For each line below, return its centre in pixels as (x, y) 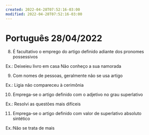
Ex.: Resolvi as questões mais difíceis (43, 104)
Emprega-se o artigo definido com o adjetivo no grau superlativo (78, 95)
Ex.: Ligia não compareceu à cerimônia (45, 85)
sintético (21, 119)
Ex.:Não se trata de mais (30, 128)
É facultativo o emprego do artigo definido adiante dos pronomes (78, 52)
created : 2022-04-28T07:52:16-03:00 (43, 10)
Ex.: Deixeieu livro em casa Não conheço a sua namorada (64, 66)
